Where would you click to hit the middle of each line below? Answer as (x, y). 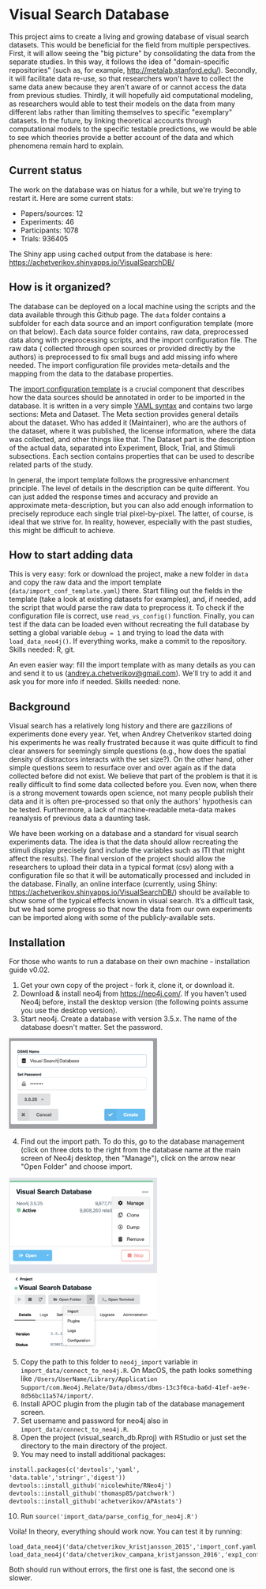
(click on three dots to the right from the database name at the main (130, 1149)
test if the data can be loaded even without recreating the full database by (129, 624)
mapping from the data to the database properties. (91, 373)
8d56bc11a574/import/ (56, 1396)
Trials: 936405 (44, 238)
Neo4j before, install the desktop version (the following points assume (134, 1002)
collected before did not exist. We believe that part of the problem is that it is (133, 776)
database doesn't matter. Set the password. (92, 1027)
